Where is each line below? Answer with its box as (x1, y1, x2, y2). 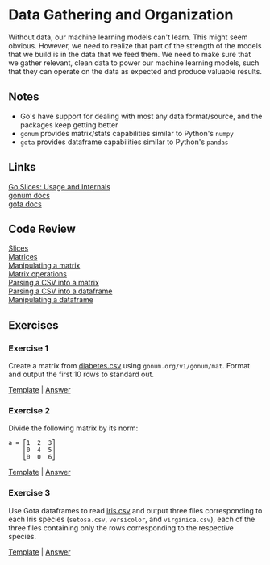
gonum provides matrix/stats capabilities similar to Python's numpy (19, 128, 234, 138)
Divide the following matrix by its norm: (8, 423, 139, 433)
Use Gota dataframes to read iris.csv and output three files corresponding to (8, 505, 263, 515)
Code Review (8, 222, 77, 235)
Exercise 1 (8, 343, 49, 354)
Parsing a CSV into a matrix (8, 278, 99, 288)
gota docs (8, 199, 42, 209)
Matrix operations (8, 269, 67, 279)
